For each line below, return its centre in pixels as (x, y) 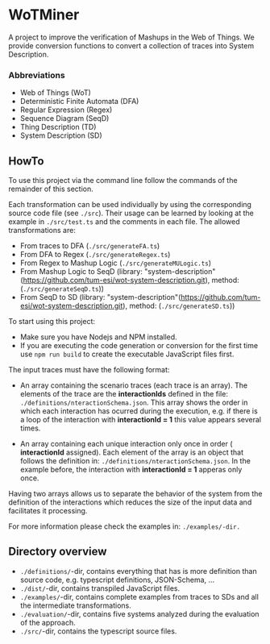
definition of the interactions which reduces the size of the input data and (130, 502)
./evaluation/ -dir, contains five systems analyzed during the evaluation (139, 613)
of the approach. (48, 622)
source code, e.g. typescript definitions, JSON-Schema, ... (117, 580)
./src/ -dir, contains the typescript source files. (98, 631)
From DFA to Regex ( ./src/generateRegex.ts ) (95, 255)
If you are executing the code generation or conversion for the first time (139, 346)
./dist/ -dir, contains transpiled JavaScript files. (100, 588)
